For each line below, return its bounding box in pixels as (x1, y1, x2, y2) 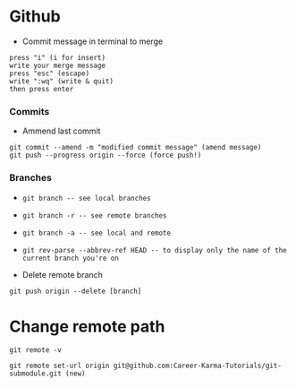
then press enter (9, 84, 74, 93)
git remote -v (9, 346, 63, 355)
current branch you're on (21, 254, 119, 262)
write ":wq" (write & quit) (9, 76, 114, 86)
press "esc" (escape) (9, 69, 90, 78)
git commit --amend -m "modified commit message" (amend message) (9, 143, 262, 152)
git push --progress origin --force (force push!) (9, 150, 202, 160)
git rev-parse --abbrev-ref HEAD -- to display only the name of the (21, 245, 288, 254)
